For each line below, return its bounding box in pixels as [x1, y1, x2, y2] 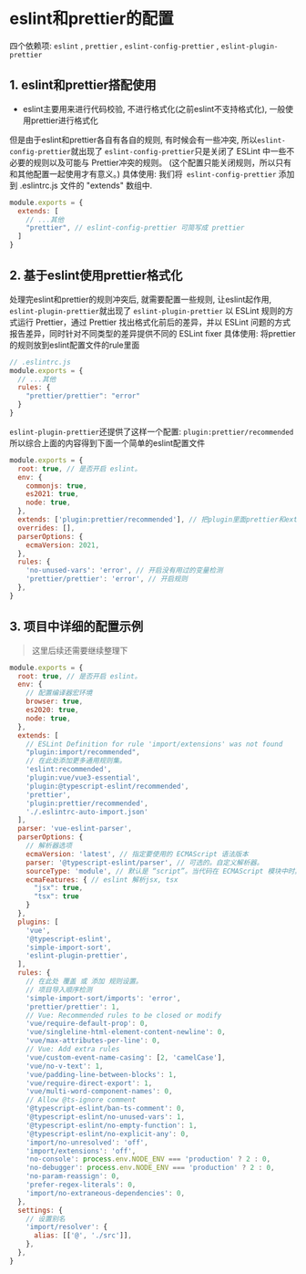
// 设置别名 [25, 1214, 66, 1223]
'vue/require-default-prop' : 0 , [25, 1019, 148, 1029]
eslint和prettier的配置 [9, 8, 175, 29]
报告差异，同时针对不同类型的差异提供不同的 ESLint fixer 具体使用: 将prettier [9, 327, 296, 338]
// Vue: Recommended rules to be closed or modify [25, 1010, 222, 1020]
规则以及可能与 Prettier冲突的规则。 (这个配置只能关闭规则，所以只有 [33, 157, 292, 168]
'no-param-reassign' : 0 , [25, 1172, 120, 1181]
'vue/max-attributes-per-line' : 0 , [25, 1036, 161, 1045]
